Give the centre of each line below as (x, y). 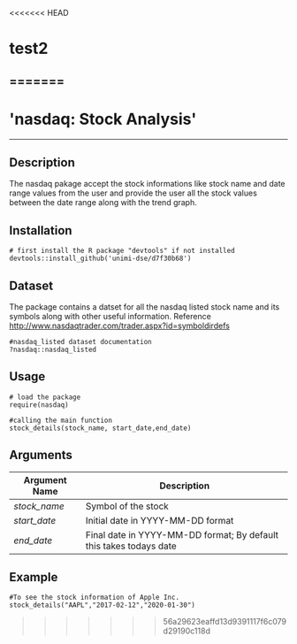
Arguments (41, 455)
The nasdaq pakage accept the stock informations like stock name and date (147, 184)
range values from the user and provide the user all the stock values (133, 193)
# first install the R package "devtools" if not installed (122, 251)
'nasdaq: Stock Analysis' (103, 119)
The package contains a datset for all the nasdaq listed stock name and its (145, 307)
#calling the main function (61, 420)
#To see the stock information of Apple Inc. (94, 598)
